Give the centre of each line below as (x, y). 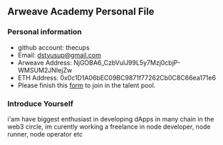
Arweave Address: (45, 63)
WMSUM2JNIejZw (45, 70)
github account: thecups (54, 47)
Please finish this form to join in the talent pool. (87, 85)
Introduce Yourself (40, 104)
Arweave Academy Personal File (81, 12)
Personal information (45, 32)
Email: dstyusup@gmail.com (59, 55)
